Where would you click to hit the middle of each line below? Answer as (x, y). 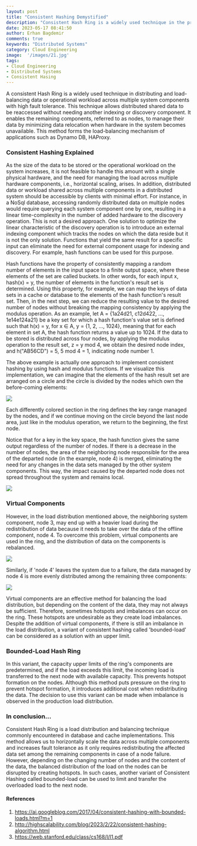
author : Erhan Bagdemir (35, 33)
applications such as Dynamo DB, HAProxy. (59, 137)
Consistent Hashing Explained (50, 153)
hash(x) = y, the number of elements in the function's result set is (85, 283)
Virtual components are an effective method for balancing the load (86, 598)
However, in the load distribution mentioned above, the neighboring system (97, 516)
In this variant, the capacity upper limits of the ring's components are (89, 664)
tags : (13, 60)
